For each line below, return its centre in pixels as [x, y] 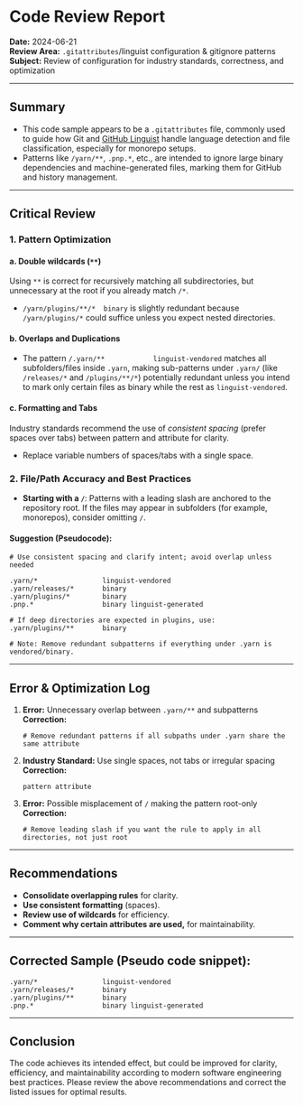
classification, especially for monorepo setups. [109, 148]
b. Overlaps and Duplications [65, 338]
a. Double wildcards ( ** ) [55, 261]
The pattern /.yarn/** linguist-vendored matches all [144, 358]
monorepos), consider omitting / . [84, 517]
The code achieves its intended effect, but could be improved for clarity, [143, 1064]
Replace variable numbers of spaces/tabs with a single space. [138, 455]
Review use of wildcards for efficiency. [96, 915]
